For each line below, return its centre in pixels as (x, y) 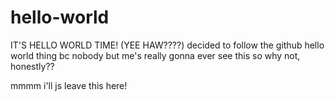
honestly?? (32, 66)
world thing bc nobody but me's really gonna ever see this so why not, (155, 55)
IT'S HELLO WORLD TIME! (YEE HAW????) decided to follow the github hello (167, 45)
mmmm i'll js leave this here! (69, 85)
